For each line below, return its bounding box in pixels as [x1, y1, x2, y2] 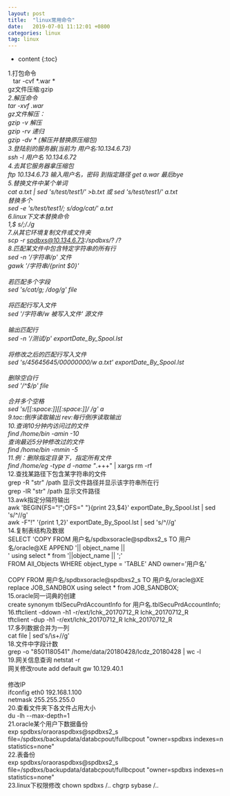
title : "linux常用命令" [8, 17, 75, 24]
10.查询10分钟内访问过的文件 [8, 422, 89, 430]
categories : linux [8, 29, 61, 37]
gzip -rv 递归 [8, 127, 44, 136]
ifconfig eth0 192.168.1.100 [8, 688, 82, 696]
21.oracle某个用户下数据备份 [8, 720, 88, 728]
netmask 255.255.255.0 [8, 696, 75, 704]
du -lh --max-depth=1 [8, 712, 70, 720]
